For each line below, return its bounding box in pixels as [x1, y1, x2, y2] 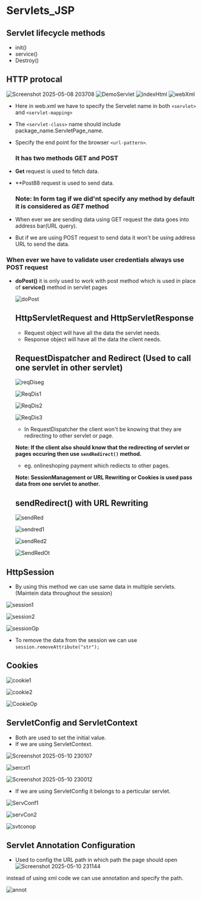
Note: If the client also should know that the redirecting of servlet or [15, 444, 190, 451]
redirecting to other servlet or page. [24, 432, 114, 439]
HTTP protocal [6, 74, 62, 85]
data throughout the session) [40, 589, 113, 597]
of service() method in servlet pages [15, 283, 108, 291]
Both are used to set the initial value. [15, 734, 107, 741]
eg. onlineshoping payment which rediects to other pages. [24, 462, 170, 469]
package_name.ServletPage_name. [15, 127, 104, 134]
